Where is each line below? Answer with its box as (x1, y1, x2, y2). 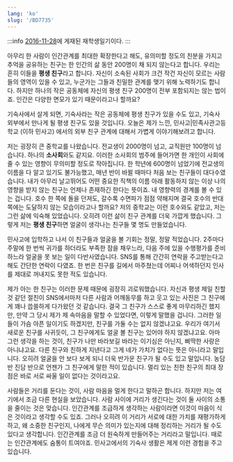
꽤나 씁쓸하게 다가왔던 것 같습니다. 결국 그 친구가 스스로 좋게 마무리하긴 (14, 302, 207, 310)
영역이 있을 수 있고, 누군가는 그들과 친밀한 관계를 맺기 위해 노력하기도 (19, 77, 207, 86)
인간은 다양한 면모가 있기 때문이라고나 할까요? (16, 95, 140, 103)
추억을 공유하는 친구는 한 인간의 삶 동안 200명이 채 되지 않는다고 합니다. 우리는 (7, 60, 220, 68)
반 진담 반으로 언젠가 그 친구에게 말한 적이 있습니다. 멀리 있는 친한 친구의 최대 (7, 363, 217, 371)
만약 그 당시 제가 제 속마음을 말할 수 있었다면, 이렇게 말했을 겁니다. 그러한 (16, 310, 214, 319)
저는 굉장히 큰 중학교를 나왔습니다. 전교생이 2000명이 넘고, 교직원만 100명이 (7, 142, 214, 150)
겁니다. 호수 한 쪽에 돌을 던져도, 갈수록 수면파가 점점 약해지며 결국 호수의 (14, 194, 211, 202)
